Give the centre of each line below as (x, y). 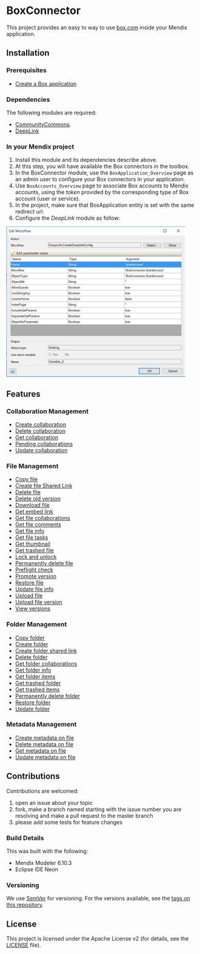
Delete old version (38, 499)
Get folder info (33, 670)
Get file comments (38, 524)
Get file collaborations (43, 518)
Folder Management (37, 624)
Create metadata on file (45, 737)
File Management (32, 466)
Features (23, 394)
